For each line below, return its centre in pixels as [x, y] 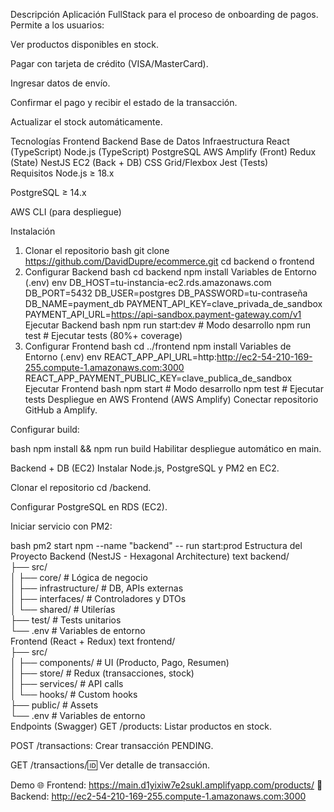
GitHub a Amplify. [61, 410]
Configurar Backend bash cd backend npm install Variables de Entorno [170, 272]
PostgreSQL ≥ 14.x [48, 192]
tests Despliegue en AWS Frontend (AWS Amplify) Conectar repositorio [171, 399]
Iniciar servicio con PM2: [61, 526]
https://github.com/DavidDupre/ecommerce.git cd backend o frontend [169, 261]
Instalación [33, 231]
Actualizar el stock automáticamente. [86, 122]
